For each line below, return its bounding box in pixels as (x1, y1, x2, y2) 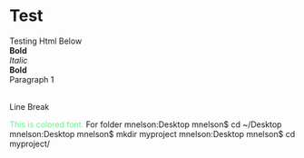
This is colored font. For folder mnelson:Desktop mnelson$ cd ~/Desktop (9, 119, 282, 130)
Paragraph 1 (9, 74, 54, 84)
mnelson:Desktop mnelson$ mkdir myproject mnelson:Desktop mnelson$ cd (9, 128, 296, 139)
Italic (9, 54, 28, 65)
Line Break (9, 101, 50, 112)
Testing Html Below (9, 35, 83, 46)
